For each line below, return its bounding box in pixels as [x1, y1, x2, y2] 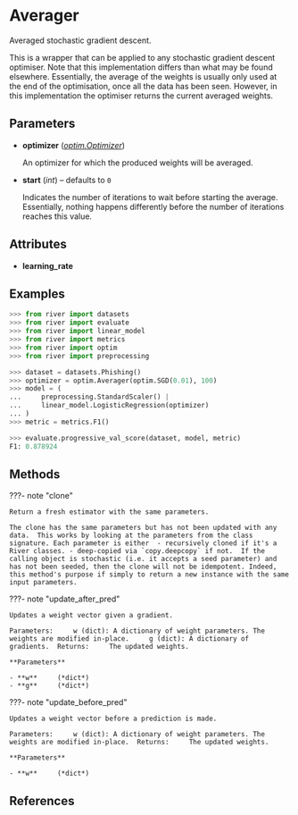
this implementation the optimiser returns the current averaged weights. [9, 90, 274, 101]
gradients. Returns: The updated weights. [9, 643, 190, 651]
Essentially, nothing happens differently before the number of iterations [21, 201, 285, 212]
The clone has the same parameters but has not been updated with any [9, 524, 277, 533]
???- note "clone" [9, 491, 73, 501]
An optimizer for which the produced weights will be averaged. [21, 157, 253, 168]
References [9, 793, 75, 809]
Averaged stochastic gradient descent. [9, 35, 152, 46]
